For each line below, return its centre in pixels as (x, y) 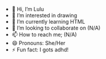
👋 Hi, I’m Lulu (28, 9)
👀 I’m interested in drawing (44, 15)
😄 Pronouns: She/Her (38, 43)
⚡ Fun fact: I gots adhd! (40, 50)
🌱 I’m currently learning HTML (48, 22)
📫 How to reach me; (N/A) (44, 35)
